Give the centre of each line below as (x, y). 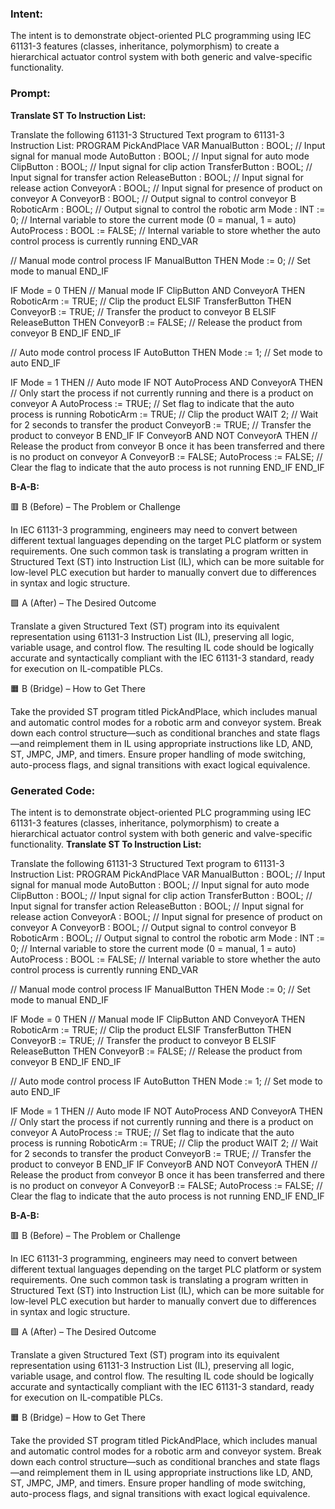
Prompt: (30, 94)
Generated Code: (53, 790)
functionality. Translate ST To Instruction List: (106, 844)
